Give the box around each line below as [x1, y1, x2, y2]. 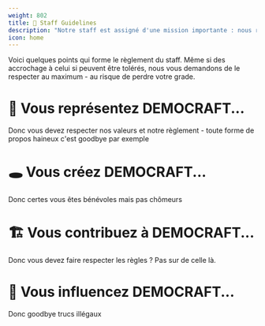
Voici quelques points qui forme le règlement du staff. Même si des [8, 55, 226, 65]
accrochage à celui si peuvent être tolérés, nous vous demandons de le [8, 64, 241, 73]
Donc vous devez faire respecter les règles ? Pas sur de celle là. [8, 256, 217, 265]
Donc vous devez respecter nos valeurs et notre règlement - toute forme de [8, 126, 255, 135]
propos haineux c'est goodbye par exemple [8, 134, 150, 144]
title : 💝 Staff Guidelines [8, 19, 97, 27]
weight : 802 [8, 11, 47, 20]
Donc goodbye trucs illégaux [8, 309, 102, 318]
